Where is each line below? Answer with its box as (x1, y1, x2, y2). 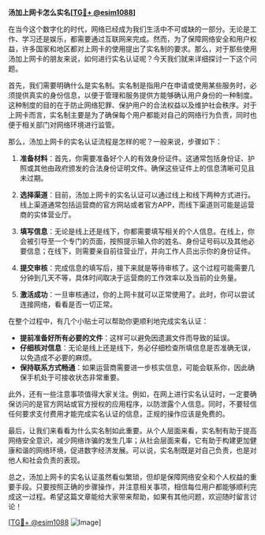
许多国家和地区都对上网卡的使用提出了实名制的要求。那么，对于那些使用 (21, 44, 257, 54)
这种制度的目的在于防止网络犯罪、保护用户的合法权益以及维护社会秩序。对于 (8, 100, 257, 110)
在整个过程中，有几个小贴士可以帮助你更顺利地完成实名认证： (8, 316, 209, 326)
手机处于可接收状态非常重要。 (26, 372, 124, 382)
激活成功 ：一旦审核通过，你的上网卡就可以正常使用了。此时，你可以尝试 (19, 290, 255, 299)
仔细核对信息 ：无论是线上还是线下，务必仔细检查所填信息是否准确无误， (19, 343, 255, 352)
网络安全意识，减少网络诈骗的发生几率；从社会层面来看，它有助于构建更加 (8, 436, 250, 445)
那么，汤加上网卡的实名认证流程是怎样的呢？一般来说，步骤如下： (8, 137, 222, 146)
